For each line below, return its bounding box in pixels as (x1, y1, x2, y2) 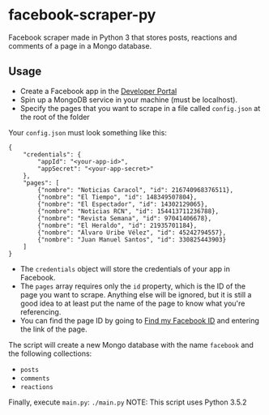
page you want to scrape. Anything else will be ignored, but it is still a (19, 289, 252, 299)
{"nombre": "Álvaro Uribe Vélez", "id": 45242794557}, (37, 229, 227, 237)
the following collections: (8, 349, 92, 358)
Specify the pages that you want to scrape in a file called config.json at (19, 103, 261, 113)
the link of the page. (19, 324, 88, 334)
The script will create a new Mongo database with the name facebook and (8, 340, 254, 349)
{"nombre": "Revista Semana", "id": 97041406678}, (37, 214, 212, 222)
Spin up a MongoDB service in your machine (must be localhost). (19, 95, 237, 105)
